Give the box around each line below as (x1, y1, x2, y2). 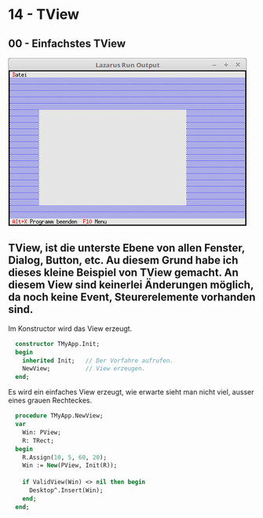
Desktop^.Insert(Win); (28, 487, 104, 494)
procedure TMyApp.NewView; (15, 412, 104, 420)
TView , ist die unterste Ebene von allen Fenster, (8, 241, 246, 255)
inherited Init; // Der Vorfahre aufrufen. (22, 356, 174, 365)
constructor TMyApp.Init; (15, 340, 100, 347)
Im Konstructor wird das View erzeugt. (8, 324, 133, 333)
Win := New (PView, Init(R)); (22, 461, 118, 469)
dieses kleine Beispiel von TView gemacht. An (8, 266, 239, 280)
